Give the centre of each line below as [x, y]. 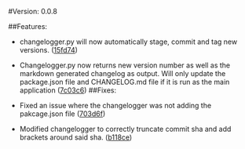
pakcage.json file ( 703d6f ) [62, 114]
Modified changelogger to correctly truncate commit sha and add [125, 129]
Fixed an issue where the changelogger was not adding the [115, 105]
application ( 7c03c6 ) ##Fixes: [68, 90]
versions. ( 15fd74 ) [49, 50]
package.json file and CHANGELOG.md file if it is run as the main [124, 82]
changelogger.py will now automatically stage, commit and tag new [128, 42]
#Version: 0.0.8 [33, 11]
